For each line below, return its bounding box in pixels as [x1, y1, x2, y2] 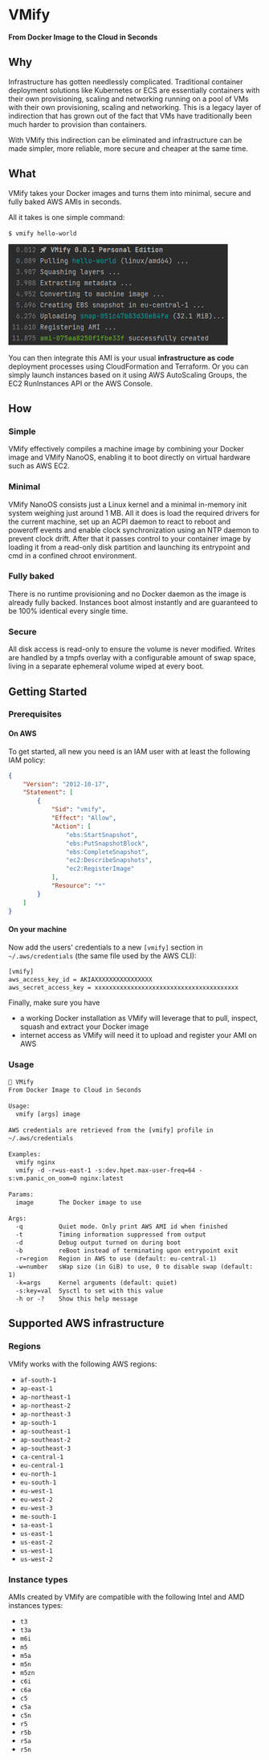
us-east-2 [19, 1538, 54, 1546]
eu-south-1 [19, 1478, 57, 1487]
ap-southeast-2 [19, 1435, 71, 1444]
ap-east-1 [19, 1384, 54, 1393]
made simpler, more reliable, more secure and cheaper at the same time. [8, 143, 249, 153]
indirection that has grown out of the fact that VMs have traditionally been [8, 111, 253, 120]
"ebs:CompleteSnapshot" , [65, 847, 149, 856]
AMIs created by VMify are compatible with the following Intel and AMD [8, 1592, 245, 1602]
